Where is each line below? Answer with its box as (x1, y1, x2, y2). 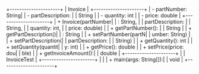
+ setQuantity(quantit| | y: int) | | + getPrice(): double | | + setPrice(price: (6, 43, 184, 50)
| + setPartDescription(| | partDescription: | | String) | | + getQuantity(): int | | (6, 37, 193, 44)
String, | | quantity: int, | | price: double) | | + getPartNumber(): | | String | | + (6, 24, 192, 31)
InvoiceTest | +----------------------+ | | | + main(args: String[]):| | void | (6, 56, 184, 63)
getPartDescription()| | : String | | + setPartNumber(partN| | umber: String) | (6, 31, 191, 38)
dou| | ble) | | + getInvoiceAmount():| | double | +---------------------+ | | (6, 50, 185, 56)
